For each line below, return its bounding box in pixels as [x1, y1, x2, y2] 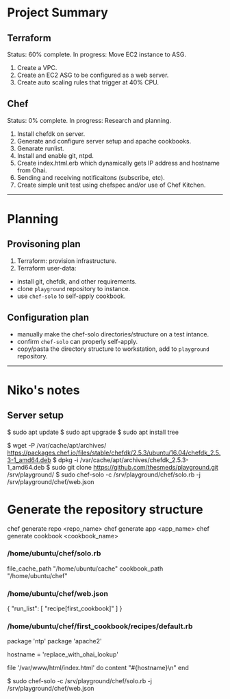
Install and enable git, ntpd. [16, 151, 94, 159]
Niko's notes [7, 382, 80, 398]
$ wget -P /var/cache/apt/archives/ [7, 441, 107, 449]
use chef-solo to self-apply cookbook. [16, 292, 126, 300]
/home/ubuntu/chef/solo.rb [7, 549, 101, 558]
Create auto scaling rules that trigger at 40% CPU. [16, 78, 159, 87]
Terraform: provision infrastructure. [16, 256, 117, 265]
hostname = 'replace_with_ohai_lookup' [7, 650, 118, 658]
